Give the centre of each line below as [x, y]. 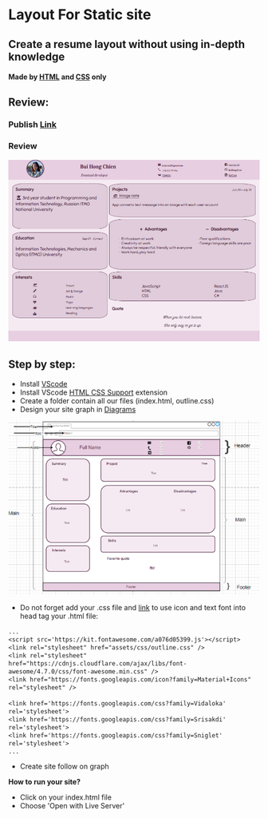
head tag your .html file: [59, 616]
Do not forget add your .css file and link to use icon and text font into [132, 607]
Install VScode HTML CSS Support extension [94, 392]
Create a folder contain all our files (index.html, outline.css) [117, 400]
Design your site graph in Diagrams [78, 409]
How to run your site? [45, 781]
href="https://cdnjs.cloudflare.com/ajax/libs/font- [98, 663]
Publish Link [33, 125]
